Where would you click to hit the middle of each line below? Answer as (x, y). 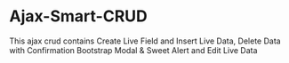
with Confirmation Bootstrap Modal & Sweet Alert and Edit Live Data (133, 50)
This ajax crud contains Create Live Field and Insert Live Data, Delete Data (145, 41)
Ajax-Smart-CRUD (79, 16)
